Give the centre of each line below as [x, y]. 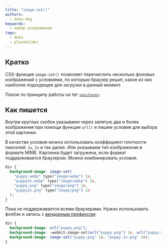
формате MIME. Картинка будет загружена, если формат [66, 153]
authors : [14, 14]
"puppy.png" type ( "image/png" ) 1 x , [51, 185]
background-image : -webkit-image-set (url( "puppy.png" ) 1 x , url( [78, 233]
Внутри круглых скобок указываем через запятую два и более [72, 122]
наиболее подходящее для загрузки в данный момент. [63, 84]
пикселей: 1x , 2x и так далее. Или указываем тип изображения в [74, 148]
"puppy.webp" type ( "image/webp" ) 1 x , [53, 176]
